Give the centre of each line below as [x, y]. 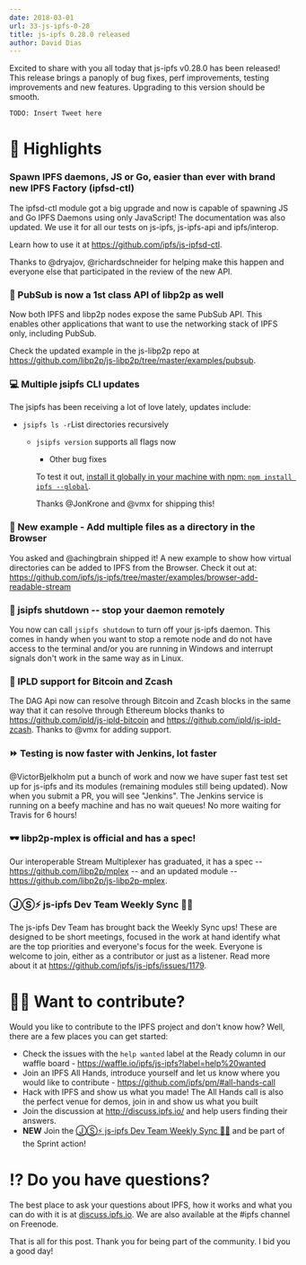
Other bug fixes [78, 459]
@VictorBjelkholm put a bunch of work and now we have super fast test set [149, 776]
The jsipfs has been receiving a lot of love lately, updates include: [130, 407]
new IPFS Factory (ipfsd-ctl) [72, 188]
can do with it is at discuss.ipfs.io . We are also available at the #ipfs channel [149, 1214]
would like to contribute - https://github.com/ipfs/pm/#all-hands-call [149, 1082]
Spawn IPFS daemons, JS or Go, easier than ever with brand [143, 177]
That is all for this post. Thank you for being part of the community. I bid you [150, 1241]
